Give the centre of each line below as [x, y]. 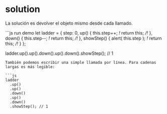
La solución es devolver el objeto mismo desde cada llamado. [69, 23]
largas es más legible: [30, 67]
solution [23, 9]
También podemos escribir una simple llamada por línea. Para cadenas [81, 62]
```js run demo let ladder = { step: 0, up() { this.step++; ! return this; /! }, [79, 33]
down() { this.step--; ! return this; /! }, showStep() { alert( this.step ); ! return [83, 38]
